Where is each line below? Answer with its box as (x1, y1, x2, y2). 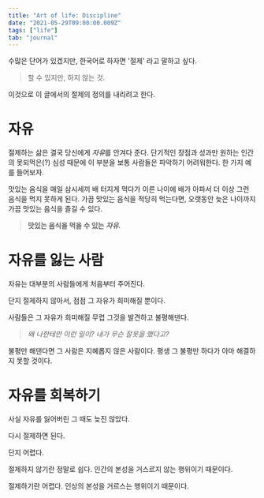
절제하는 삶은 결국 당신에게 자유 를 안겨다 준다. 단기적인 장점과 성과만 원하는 (8, 148, 240, 158)
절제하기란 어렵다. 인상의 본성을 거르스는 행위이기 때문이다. (8, 481, 189, 491)
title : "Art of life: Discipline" (8, 11, 122, 20)
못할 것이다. (16, 356, 53, 365)
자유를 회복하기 (8, 387, 101, 405)
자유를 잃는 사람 (8, 252, 104, 269)
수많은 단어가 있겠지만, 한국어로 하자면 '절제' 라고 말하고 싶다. (8, 56, 197, 66)
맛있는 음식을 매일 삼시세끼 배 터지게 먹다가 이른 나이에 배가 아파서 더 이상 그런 (8, 185, 250, 194)
